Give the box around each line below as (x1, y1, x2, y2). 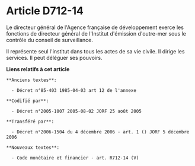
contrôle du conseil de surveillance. (6, 36, 93, 43)
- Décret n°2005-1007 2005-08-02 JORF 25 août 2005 (11, 108, 142, 114)
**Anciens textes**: (6, 77, 57, 83)
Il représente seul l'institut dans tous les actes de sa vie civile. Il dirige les (6, 47, 185, 55)
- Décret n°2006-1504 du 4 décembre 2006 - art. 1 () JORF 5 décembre (11, 129, 190, 135)
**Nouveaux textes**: (6, 144, 60, 151)
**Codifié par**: (6, 98, 49, 104)
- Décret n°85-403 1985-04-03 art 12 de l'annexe (11, 87, 136, 93)
